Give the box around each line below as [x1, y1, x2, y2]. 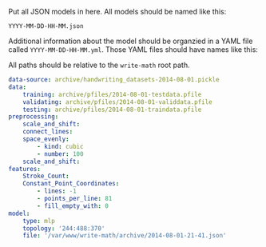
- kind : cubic [37, 142, 84, 150]
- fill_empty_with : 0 [37, 201, 109, 210]
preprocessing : [8, 113, 59, 121]
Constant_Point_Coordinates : [22, 180, 120, 188]
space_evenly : [22, 135, 69, 143]
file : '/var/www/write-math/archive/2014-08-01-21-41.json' [22, 232, 227, 240]
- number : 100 [37, 149, 84, 158]
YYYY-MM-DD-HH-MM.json [8, 22, 84, 30]
